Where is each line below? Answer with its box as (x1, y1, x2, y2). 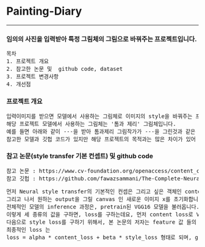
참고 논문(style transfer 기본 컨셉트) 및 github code (6, 152, 154, 160)
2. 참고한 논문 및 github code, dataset (6, 65, 123, 73)
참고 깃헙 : (6, 175, 36, 182)
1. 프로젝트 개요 (6, 58, 49, 65)
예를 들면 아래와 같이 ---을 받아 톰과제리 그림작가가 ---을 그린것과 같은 (6, 128, 196, 135)
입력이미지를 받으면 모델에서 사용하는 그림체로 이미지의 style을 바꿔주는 (6, 112, 193, 120)
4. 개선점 (6, 81, 31, 88)
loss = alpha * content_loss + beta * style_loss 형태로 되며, (6, 234, 192, 241)
